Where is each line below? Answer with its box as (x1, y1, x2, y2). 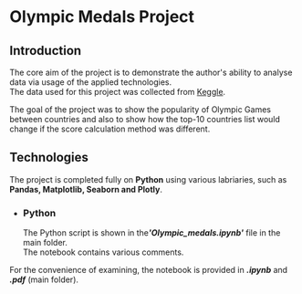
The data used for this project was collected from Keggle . (9, 87, 226, 97)
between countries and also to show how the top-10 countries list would (9, 114, 281, 124)
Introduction (9, 43, 82, 58)
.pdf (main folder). (9, 274, 79, 285)
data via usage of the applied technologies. (9, 77, 172, 88)
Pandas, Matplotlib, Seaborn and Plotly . (9, 184, 162, 194)
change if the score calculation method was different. (9, 123, 211, 134)
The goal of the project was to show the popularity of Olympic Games (9, 104, 272, 115)
